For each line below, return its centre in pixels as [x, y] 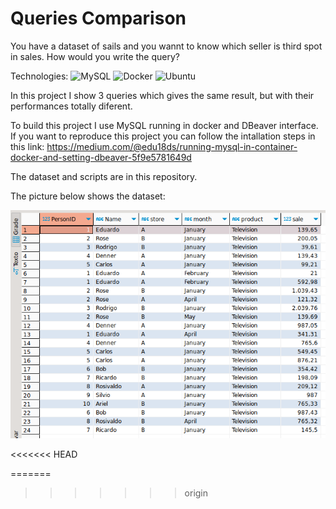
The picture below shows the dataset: [88, 196]
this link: [27, 146]
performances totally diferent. [71, 106]
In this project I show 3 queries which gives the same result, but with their [162, 95]
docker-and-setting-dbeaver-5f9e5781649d [101, 157]
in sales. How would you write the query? [95, 56]
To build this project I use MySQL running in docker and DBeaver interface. [164, 125]
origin [196, 493]
